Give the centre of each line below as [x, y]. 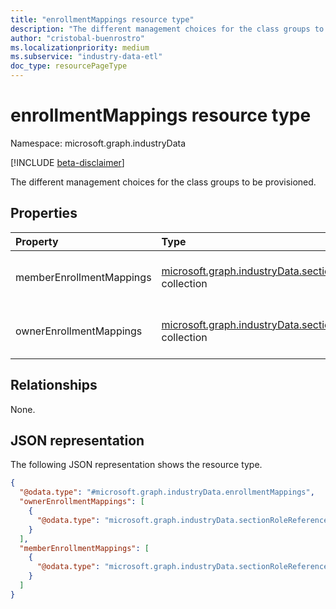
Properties [44, 213]
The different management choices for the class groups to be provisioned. [163, 182]
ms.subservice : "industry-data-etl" [86, 57]
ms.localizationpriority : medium [80, 47]
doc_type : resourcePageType [69, 66]
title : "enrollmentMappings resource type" [102, 19]
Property [37, 241]
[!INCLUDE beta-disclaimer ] [67, 162]
